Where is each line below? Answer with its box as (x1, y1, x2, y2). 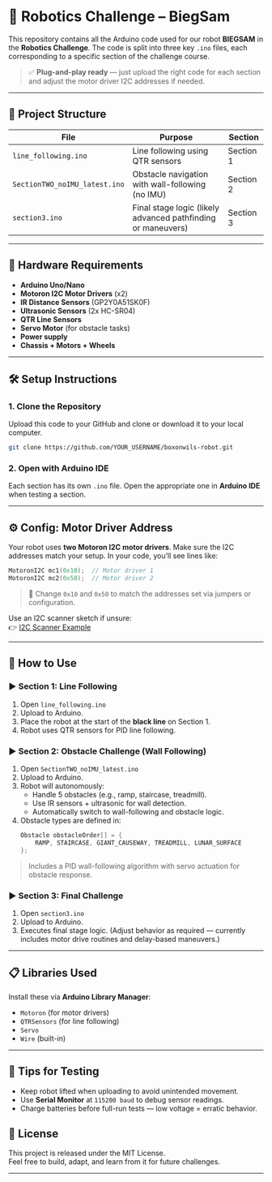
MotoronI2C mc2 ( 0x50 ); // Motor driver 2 (8, 574, 154, 582)
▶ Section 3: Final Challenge (8, 890, 124, 901)
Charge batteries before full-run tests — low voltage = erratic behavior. (19, 1103, 257, 1113)
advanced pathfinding (132, 212, 216, 223)
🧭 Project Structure (8, 107, 107, 121)
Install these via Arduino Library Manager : (8, 991, 151, 1001)
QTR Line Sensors (19, 314, 83, 324)
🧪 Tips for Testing (8, 1064, 100, 1078)
